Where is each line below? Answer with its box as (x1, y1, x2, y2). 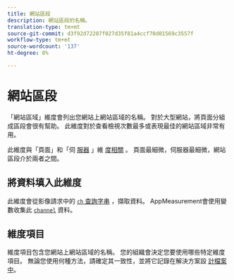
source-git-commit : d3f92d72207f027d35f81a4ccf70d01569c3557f (7, 30, 194, 37)
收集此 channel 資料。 (13, 205, 76, 214)
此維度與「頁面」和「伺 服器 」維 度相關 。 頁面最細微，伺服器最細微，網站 (7, 145, 226, 153)
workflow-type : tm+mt (7, 37, 71, 44)
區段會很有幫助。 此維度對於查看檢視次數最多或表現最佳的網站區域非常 (13, 121, 219, 130)
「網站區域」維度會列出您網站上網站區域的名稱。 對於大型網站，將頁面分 (7, 113, 219, 121)
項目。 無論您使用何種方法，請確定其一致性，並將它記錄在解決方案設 (7, 257, 207, 265)
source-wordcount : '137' (7, 43, 80, 50)
